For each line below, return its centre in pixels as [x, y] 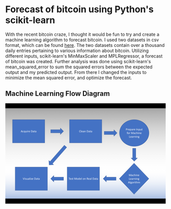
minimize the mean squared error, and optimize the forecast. [69, 77]
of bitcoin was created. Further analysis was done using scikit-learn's [78, 61]
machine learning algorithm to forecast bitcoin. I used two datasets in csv [82, 40]
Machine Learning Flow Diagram [58, 94]
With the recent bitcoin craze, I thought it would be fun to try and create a [82, 34]
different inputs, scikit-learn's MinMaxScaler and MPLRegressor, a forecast [84, 56]
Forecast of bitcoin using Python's [79, 9]
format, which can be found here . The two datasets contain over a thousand [85, 45]
